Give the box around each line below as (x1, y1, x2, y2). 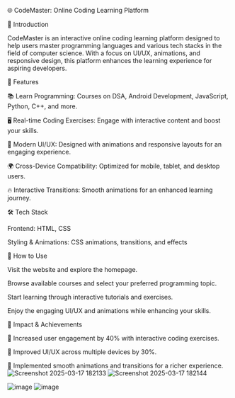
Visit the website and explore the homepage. (7, 266, 138, 273)
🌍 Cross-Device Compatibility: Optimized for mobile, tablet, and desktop (7, 162, 220, 170)
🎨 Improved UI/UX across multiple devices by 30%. (7, 348, 157, 356)
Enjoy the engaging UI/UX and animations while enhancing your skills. (7, 307, 211, 314)
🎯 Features (7, 78, 39, 86)
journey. (7, 194, 31, 202)
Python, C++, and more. (7, 102, 78, 110)
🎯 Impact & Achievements (7, 320, 83, 329)
